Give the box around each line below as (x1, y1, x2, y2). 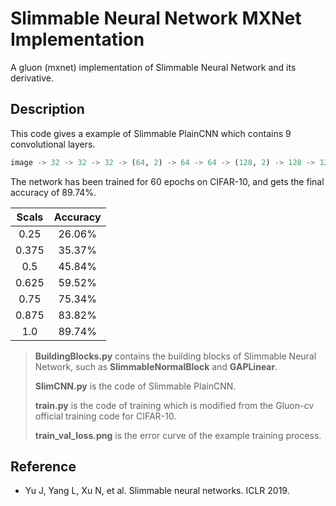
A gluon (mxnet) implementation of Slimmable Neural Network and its (10, 61, 297, 73)
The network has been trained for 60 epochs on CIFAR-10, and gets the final (10, 175, 325, 187)
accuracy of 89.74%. (10, 186, 97, 198)
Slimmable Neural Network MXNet (10, 7, 302, 30)
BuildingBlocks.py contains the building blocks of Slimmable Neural (34, 350, 317, 362)
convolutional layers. (10, 138, 96, 150)
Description (10, 101, 85, 118)
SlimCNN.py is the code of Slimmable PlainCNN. (34, 380, 237, 392)
